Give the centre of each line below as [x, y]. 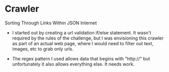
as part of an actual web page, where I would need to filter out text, [83, 43]
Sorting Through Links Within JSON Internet [51, 23]
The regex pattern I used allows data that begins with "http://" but [81, 58]
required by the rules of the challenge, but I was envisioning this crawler [88, 38]
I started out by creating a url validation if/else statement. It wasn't [81, 32]
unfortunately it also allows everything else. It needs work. [73, 64]
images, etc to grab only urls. [43, 49]
